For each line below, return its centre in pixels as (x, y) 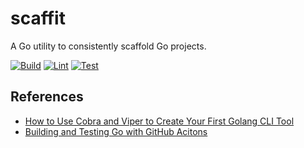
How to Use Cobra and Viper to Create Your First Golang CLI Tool (159, 121)
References (47, 97)
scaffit (38, 18)
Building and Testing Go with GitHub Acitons (116, 131)
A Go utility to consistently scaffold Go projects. (108, 46)
